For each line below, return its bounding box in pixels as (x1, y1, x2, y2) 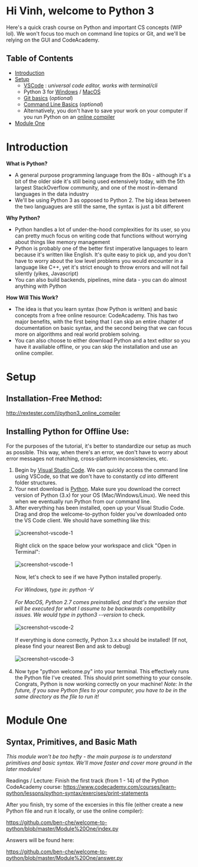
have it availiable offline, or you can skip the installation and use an (14, 343, 178, 350)
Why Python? (6, 214, 40, 221)
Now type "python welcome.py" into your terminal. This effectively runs (14, 667, 189, 675)
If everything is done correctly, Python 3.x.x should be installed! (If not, (14, 636, 188, 643)
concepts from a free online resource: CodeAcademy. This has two (14, 312, 178, 319)
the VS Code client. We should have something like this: (14, 516, 151, 524)
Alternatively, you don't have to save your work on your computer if (23, 107, 188, 114)
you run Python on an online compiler (23, 113, 115, 120)
